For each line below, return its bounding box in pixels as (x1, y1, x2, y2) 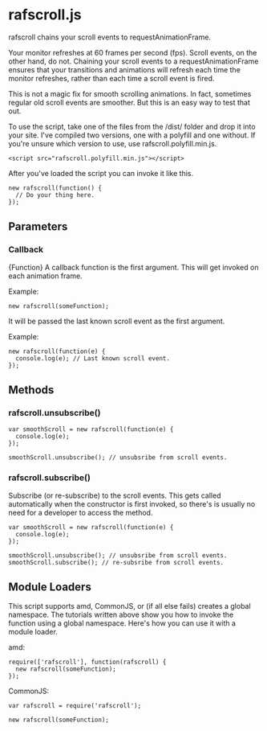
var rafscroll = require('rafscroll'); (8, 702, 142, 710)
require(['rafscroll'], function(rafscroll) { (8, 658, 167, 667)
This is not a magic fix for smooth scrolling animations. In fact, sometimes (8, 88, 252, 98)
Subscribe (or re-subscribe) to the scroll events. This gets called (8, 491, 221, 500)
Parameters (8, 220, 68, 234)
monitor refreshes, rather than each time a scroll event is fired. (8, 73, 215, 83)
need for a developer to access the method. (8, 507, 153, 517)
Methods (8, 384, 55, 397)
